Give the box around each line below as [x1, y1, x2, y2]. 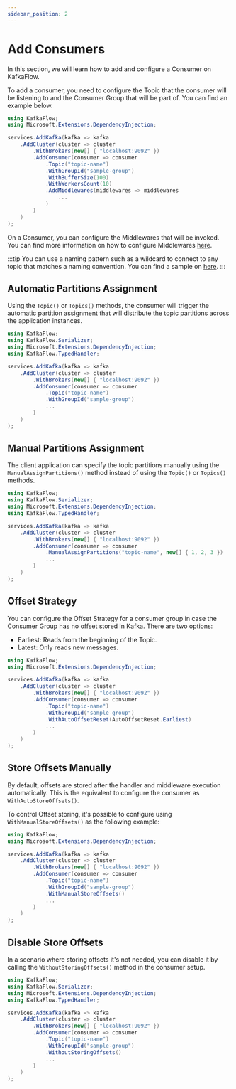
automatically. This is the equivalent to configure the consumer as [7, 788, 200, 797]
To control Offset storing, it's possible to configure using [7, 809, 172, 818]
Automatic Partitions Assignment [7, 282, 158, 294]
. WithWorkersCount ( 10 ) [45, 181, 113, 188]
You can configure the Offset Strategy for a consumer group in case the [7, 614, 218, 622]
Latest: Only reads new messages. [17, 643, 119, 652]
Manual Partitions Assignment [7, 442, 145, 455]
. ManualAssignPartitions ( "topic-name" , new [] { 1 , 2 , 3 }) [45, 549, 224, 556]
